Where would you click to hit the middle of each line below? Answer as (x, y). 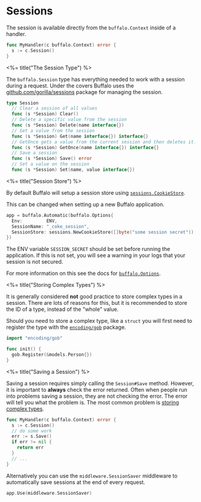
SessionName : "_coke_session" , (51, 226)
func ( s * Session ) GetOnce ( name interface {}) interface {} (86, 147)
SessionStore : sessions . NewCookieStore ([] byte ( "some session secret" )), (104, 232)
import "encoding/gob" (34, 338)
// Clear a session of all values (54, 108)
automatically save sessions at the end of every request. (76, 482)
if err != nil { (32, 442)
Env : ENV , (35, 221)
